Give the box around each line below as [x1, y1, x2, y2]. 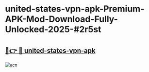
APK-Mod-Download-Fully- [5, 14, 118, 25]
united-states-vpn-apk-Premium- [5, 3, 145, 14]
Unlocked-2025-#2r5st [5, 24, 101, 35]
